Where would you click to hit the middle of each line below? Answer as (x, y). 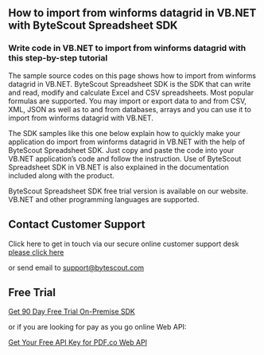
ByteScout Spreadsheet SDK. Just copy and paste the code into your (121, 150)
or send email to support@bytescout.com (76, 267)
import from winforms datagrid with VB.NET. (81, 118)
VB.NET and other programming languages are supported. (104, 199)
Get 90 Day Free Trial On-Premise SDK (72, 312)
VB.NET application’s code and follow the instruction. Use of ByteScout (125, 158)
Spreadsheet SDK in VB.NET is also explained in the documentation (118, 167)
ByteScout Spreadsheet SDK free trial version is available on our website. (128, 191)
